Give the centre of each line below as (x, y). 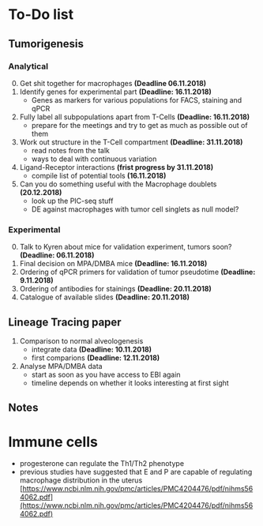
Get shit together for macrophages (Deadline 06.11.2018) (113, 83)
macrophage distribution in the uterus (81, 480)
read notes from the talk (71, 150)
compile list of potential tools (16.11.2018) (99, 175)
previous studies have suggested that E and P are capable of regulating (136, 472)
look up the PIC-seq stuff (72, 201)
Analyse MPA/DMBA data (61, 366)
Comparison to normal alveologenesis (81, 340)
